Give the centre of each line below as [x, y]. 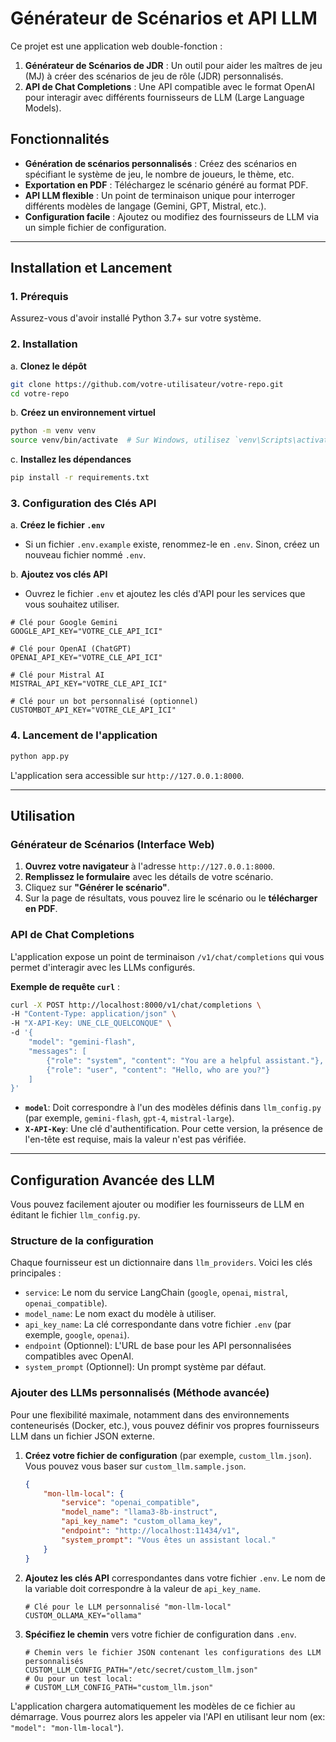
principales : [36, 1273]
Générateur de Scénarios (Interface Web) [112, 844]
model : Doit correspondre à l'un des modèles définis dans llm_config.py [173, 1108]
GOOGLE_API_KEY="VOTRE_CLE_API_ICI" [86, 632]
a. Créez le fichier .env [57, 525]
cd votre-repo [40, 393]
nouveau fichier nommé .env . [85, 555]
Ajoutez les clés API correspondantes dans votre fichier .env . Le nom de [175, 1578]
